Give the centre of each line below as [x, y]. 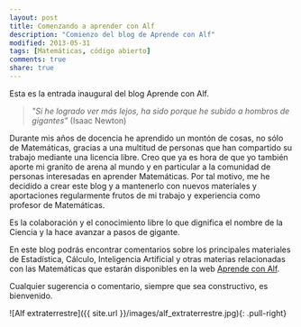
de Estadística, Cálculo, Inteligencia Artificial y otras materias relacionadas [147, 259]
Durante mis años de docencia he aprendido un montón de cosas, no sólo [146, 138]
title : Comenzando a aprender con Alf [82, 26]
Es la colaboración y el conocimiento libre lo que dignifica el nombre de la [146, 223]
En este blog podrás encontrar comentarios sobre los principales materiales [150, 250]
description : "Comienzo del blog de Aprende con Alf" [113, 34]
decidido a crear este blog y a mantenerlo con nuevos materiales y [133, 186]
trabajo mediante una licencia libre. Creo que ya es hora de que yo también [149, 157]
